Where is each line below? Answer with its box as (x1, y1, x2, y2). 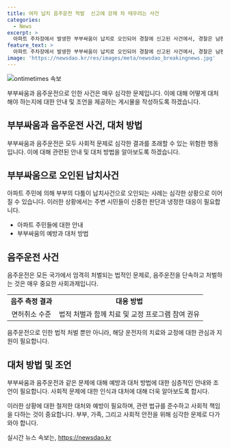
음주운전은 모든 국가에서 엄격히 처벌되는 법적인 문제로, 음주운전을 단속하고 (7, 271, 205, 279)
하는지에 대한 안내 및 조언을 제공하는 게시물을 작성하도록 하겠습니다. (19, 97, 201, 106)
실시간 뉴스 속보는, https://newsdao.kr (7, 434, 112, 441)
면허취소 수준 (11, 309, 51, 319)
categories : (7, 16, 41, 23)
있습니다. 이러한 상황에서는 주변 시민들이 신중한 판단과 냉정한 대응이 (21, 198, 203, 206)
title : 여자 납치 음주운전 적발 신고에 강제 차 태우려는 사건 (7, 10, 159, 17)
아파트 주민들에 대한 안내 (16, 221, 84, 229)
